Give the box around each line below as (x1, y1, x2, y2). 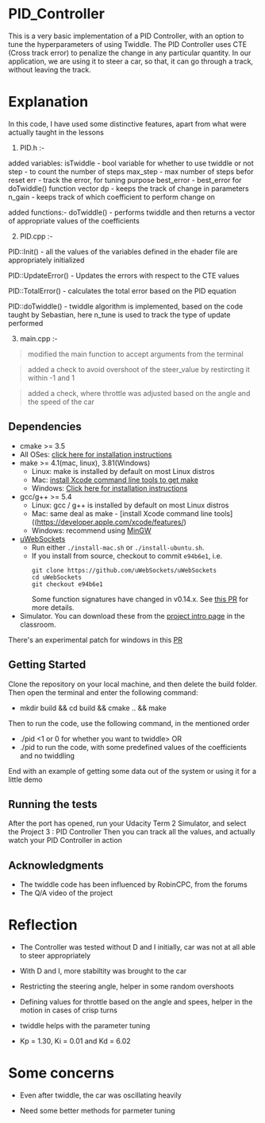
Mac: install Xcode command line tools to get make (31, 475, 198, 484)
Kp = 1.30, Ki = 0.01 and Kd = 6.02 (19, 1036, 131, 1046)
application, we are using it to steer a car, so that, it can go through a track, (8, 56, 254, 66)
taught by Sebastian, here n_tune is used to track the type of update (8, 309, 231, 319)
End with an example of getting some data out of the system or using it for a (8, 766, 256, 775)
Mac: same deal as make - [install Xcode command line (31, 508, 213, 518)
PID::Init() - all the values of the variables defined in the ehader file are (8, 247, 238, 256)
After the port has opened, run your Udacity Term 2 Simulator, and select (8, 818, 247, 828)
